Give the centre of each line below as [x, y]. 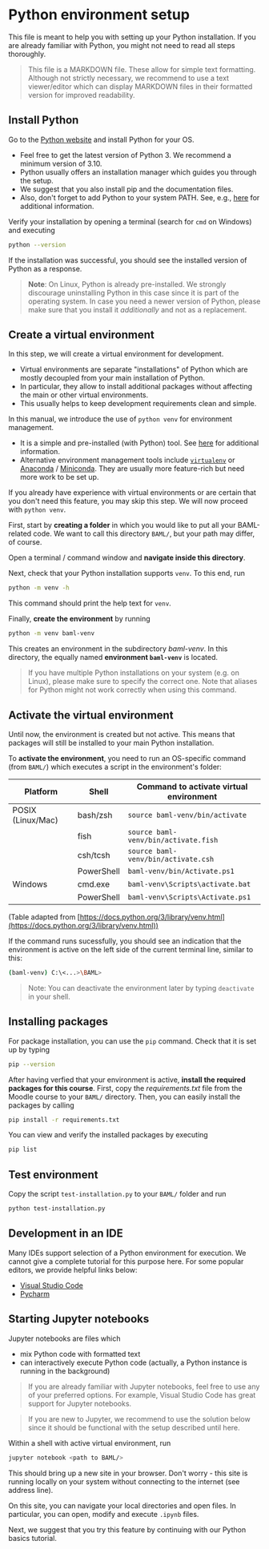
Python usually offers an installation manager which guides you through [138, 172]
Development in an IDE [66, 1234]
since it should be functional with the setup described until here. [134, 1427]
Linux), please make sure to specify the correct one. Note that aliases [143, 682]
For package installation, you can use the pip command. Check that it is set [132, 1041]
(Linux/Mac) [35, 820]
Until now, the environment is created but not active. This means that [122, 734]
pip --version [32, 1064]
